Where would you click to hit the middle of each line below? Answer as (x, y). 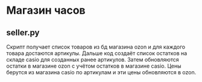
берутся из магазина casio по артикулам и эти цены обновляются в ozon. (101, 72)
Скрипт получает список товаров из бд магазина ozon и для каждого (96, 47)
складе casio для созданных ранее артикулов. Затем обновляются (93, 60)
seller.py (23, 33)
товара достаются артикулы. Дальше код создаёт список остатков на (97, 53)
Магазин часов (46, 10)
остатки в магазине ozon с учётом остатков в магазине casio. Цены (94, 66)
